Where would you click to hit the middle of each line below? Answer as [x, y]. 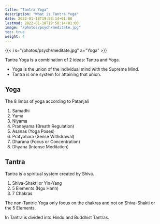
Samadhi [21, 111]
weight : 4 [15, 37]
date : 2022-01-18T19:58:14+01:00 [39, 18]
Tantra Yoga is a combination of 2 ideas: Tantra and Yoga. [63, 60]
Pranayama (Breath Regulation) [43, 126]
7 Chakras [22, 193]
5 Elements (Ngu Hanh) [35, 188]
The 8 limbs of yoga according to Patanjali [47, 101]
